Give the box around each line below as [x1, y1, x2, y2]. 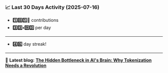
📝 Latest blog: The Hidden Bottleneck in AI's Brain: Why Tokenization [5, 57, 152, 63]
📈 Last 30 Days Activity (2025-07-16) [5, 3, 100, 10]
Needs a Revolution [5, 63, 46, 69]
